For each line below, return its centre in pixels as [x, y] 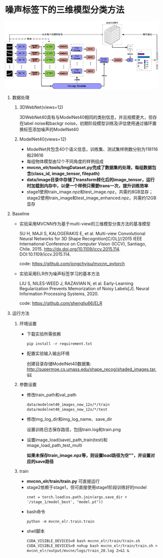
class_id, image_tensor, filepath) [66, 173]
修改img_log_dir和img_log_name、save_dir [69, 419]
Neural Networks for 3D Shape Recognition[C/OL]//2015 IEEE [81, 239]
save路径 [45, 461]
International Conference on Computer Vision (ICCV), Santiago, [83, 243]
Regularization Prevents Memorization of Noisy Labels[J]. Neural [84, 288]
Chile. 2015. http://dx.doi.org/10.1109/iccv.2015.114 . [70, 249]
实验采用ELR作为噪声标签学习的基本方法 [59, 274]
